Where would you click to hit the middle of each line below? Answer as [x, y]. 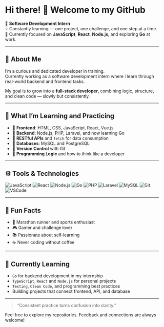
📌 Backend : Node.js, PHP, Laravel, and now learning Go [68, 133]
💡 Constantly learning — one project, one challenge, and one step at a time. [81, 28]
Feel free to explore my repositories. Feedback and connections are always [81, 315]
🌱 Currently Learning [37, 264]
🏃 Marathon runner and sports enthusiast [53, 222]
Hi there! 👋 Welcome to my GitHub [75, 10]
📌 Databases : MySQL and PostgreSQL [51, 143]
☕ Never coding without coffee [43, 242]
